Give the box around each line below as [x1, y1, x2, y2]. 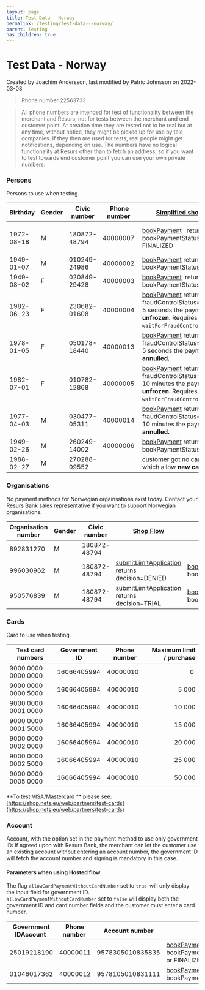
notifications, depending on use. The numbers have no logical [21, 142, 177, 149]
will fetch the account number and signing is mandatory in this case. [6, 855, 178, 862]
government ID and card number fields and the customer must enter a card [6, 902, 195, 909]
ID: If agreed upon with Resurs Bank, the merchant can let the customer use [6, 842, 197, 849]
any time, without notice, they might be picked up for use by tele [21, 128, 184, 135]
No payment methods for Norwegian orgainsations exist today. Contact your [6, 495, 198, 502]
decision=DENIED [115, 573, 167, 582]
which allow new [142, 463, 190, 472]
